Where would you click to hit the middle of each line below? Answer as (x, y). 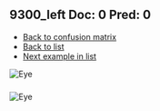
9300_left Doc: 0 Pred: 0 (80, 15)
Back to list (43, 46)
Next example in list (60, 56)
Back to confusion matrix (69, 36)
